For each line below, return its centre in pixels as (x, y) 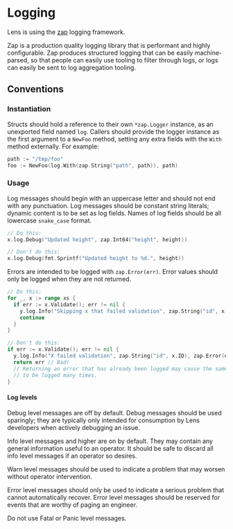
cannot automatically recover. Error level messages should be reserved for (114, 497)
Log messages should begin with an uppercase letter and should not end (111, 198)
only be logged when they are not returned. (69, 279)
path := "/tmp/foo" (35, 159)
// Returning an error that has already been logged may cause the (113, 369)
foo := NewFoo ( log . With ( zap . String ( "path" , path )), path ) (93, 165)
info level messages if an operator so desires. (72, 456)
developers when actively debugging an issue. (74, 427)
